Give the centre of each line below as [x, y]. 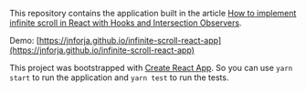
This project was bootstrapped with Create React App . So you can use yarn [151, 68]
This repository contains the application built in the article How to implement [153, 13]
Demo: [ [25, 41]
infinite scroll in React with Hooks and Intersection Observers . [126, 23]
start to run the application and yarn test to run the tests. [119, 77]
